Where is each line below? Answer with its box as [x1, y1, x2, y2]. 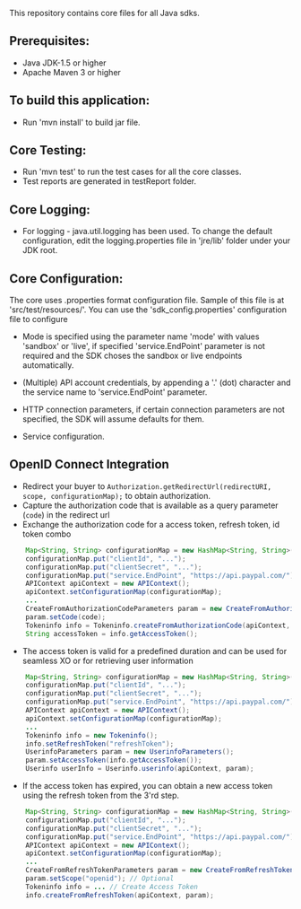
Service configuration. [21, 431, 105, 442]
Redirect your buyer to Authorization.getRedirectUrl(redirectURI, [21, 480, 272, 492]
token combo [21, 529, 72, 539]
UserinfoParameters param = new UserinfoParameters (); [25, 747, 235, 756]
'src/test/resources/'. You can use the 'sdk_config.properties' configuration [9, 304, 288, 315]
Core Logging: [9, 202, 91, 217]
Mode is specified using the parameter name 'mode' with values [21, 331, 260, 342]
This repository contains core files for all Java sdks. [9, 8, 200, 18]
